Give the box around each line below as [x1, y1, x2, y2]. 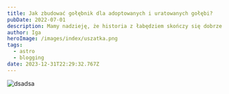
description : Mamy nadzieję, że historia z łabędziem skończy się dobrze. [7, 22, 226, 29]
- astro [13, 48, 36, 55]
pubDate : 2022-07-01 [7, 16, 67, 23]
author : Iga [7, 29, 41, 36]
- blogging [13, 54, 45, 61]
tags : [7, 42, 23, 48]
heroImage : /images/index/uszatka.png [7, 35, 118, 42]
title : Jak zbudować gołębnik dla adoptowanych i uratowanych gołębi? [7, 10, 213, 17]
